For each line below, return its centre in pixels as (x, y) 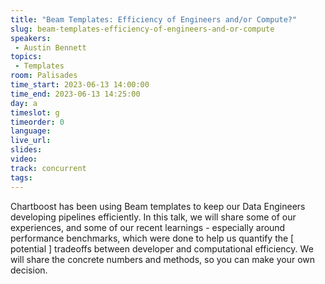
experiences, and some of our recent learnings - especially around (148, 227)
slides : (26, 150)
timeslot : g (35, 112)
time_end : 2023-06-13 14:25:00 (75, 94)
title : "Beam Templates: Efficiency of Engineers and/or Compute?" (154, 19)
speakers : (31, 38)
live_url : (31, 141)
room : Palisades (44, 76)
